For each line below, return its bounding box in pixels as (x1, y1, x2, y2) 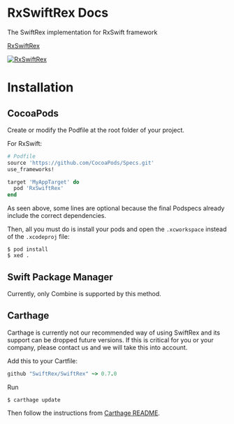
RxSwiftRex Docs (7, 5, 109, 21)
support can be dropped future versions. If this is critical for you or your (7, 335, 214, 344)
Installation (7, 80, 74, 96)
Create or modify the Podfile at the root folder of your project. (7, 126, 185, 134)
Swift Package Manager (7, 271, 113, 283)
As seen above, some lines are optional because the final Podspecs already (7, 204, 225, 212)
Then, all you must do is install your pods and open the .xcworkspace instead (7, 225, 227, 233)
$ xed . (7, 252, 30, 259)
